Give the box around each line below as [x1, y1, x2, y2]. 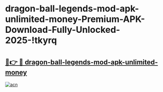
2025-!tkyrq [5, 35, 57, 46]
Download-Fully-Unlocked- [5, 24, 120, 35]
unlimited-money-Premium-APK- [5, 13, 145, 25]
